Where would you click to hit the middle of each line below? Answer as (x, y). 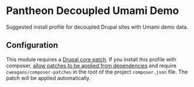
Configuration (32, 45)
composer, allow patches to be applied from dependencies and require (91, 65)
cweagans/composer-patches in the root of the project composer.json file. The (97, 72)
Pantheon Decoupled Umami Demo (93, 11)
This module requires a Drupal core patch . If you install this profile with (91, 59)
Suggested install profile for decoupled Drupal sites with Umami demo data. (97, 27)
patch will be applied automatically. (49, 78)
